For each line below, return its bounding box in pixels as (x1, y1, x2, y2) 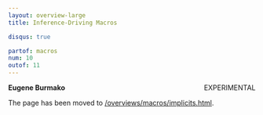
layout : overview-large (8, 11, 86, 20)
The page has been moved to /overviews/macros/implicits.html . (8, 99, 214, 107)
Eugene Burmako (8, 83, 65, 92)
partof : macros (8, 47, 58, 55)
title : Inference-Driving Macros (8, 19, 118, 27)
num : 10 (8, 54, 34, 63)
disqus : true (8, 33, 51, 41)
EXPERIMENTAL (203, 83, 256, 92)
